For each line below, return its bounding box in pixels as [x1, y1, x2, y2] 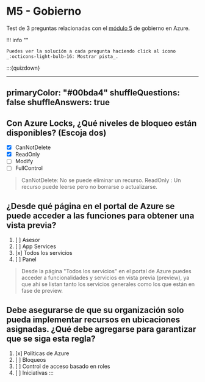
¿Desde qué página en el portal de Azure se [6, 200, 175, 211]
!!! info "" [6, 36, 29, 43]
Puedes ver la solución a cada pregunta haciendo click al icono [6, 48, 176, 54]
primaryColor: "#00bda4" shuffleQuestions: [6, 87, 180, 98]
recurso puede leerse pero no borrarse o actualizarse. [21, 183, 157, 191]
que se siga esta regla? [6, 333, 96, 343]
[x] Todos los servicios [15, 249, 73, 257]
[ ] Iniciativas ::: [15, 369, 54, 376]
